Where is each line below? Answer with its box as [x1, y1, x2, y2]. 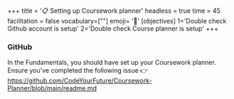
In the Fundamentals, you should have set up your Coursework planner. [7, 58, 217, 67]
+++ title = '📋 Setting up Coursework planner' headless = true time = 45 [7, 6, 220, 15]
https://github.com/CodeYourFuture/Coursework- [7, 76, 152, 85]
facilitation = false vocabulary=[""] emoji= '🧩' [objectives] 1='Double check [7, 17, 227, 25]
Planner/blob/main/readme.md [7, 84, 97, 93]
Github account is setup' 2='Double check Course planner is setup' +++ [7, 24, 219, 33]
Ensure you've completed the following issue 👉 [7, 66, 148, 75]
